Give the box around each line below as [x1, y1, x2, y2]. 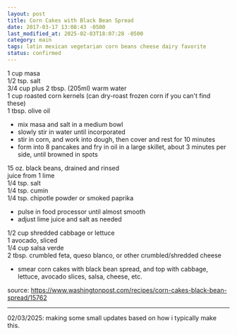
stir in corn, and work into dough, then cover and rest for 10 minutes [17, 135, 216, 143]
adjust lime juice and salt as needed [17, 214, 122, 223]
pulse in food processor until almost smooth [17, 207, 146, 216]
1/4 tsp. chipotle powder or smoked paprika [7, 193, 134, 202]
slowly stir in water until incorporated [17, 128, 126, 136]
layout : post [7, 10, 46, 18]
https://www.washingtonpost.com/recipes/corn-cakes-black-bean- [30, 286, 227, 294]
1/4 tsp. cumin [7, 186, 49, 195]
